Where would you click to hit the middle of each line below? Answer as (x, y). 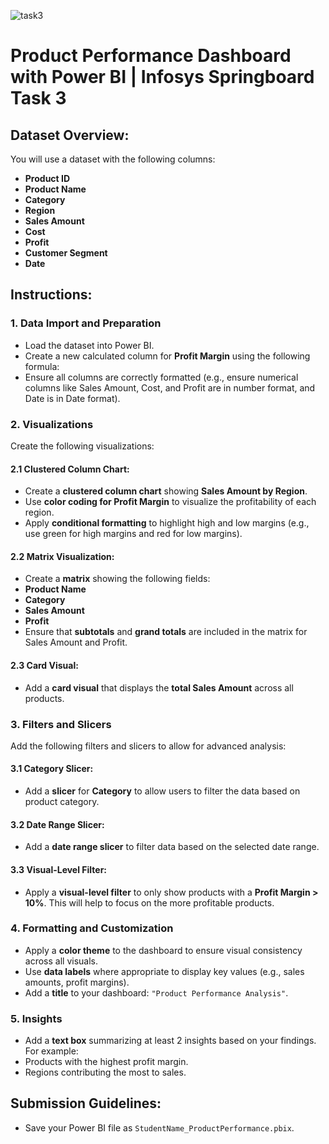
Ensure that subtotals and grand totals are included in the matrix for (166, 632)
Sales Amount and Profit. (76, 642)
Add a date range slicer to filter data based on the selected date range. (172, 847)
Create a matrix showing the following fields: (117, 579)
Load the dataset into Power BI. (89, 345)
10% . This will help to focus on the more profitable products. (149, 902)
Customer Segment (66, 253)
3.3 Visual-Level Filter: (59, 869)
